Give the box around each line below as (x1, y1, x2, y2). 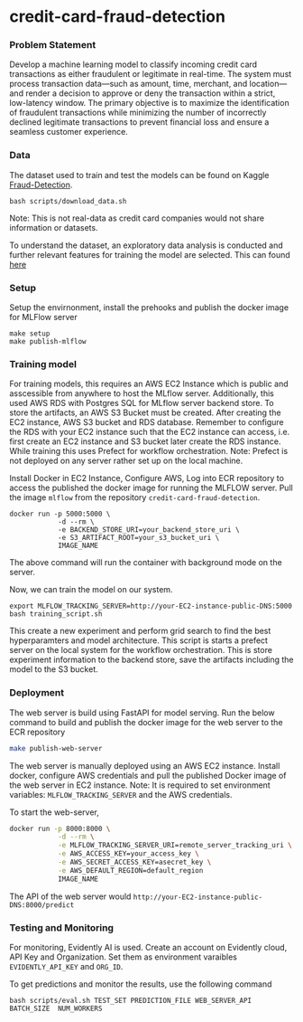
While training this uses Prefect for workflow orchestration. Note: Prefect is (9, 446, 289, 457)
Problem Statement (9, 39, 96, 52)
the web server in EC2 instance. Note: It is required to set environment (9, 780, 271, 790)
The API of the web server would (9, 891, 132, 902)
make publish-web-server (9, 743, 103, 752)
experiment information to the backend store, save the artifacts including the (9, 654, 294, 666)
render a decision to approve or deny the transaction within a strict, (25, 88, 276, 99)
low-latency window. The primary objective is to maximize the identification (9, 98, 290, 109)
